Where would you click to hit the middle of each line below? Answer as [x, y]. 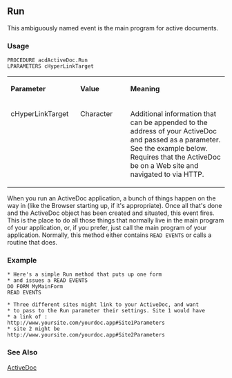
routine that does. [32, 243]
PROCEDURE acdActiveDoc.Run [48, 60]
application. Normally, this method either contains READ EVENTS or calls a [109, 235]
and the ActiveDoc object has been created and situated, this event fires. [111, 213]
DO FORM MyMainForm [35, 287]
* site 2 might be [33, 329]
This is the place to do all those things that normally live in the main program [116, 220]
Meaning [145, 89]
